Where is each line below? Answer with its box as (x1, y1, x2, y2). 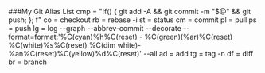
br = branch (8, 57, 48, 67)
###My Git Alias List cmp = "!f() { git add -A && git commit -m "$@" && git (8, 7, 251, 16)
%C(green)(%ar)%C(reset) (144, 32, 233, 41)
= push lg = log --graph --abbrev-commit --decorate (8, 24, 181, 33)
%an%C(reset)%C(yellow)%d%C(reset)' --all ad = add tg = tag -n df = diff (8, 49, 254, 58)
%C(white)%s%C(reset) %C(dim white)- (8, 40, 142, 50)
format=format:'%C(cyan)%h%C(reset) (8, 32, 138, 41)
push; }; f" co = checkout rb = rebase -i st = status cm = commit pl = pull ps (8, 15, 257, 25)
